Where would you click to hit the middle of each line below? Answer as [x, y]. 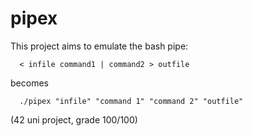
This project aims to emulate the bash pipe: [99, 46]
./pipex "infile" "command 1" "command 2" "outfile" [131, 101]
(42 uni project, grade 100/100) [74, 119]
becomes [29, 83]
